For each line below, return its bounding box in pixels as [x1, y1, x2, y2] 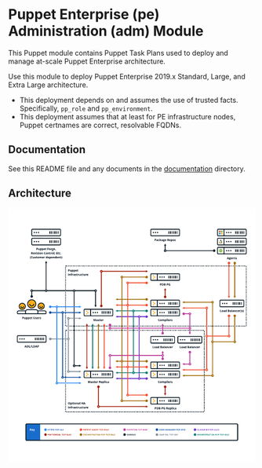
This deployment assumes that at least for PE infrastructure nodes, [19, 112, 236, 121]
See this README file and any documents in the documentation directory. [8, 163, 246, 174]
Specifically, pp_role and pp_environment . [19, 104, 153, 113]
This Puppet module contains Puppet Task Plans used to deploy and [8, 48, 229, 57]
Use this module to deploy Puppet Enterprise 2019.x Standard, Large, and [8, 71, 246, 81]
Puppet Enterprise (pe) [8, 5, 160, 24]
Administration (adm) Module [8, 22, 204, 40]
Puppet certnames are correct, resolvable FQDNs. [19, 120, 182, 130]
